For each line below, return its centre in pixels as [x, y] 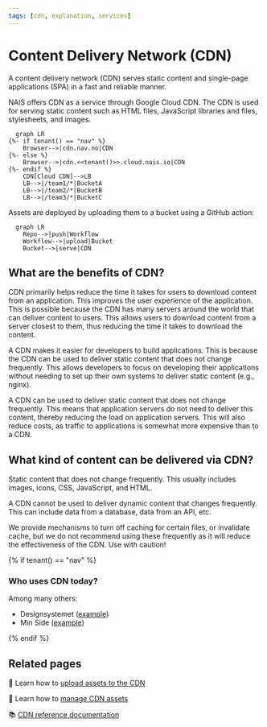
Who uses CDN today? [53, 581]
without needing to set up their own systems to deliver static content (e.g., [131, 376]
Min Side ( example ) [52, 623]
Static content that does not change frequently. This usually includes [122, 479]
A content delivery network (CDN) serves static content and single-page [128, 78]
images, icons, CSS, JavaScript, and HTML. [80, 488]
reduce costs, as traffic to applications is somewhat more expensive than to [133, 426]
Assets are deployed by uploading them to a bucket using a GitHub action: [131, 212]
